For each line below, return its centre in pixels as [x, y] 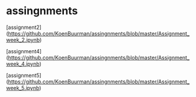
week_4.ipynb [23, 64]
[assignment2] [24, 27]
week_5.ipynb [23, 88]
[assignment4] [24, 51]
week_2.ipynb [23, 40]
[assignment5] [24, 75]
